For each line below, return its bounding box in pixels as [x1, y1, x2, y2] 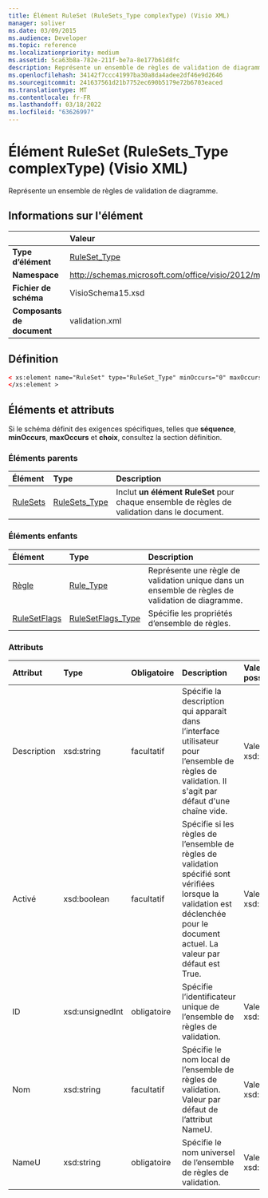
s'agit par [182, 786, 218, 797]
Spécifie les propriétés [148, 608, 233, 619]
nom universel [182, 1147, 235, 1158]
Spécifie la [182, 686, 222, 697]
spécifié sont [182, 868, 231, 879]
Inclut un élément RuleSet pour [116, 486, 235, 498]
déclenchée [182, 908, 227, 919]
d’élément [12, 256, 52, 268]
